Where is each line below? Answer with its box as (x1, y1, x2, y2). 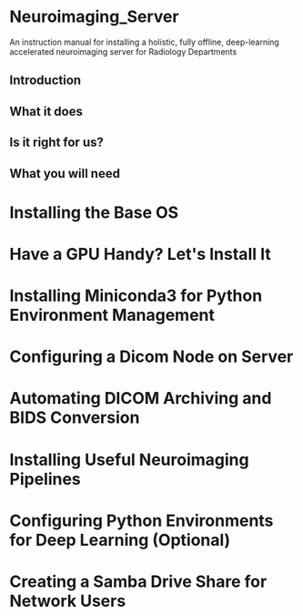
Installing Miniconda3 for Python (9, 285, 263, 306)
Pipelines (9, 468, 82, 489)
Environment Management (9, 305, 216, 325)
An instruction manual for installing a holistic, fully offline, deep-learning (9, 36, 279, 47)
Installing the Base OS (9, 202, 179, 222)
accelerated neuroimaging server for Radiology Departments (9, 46, 237, 56)
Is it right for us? (9, 135, 105, 150)
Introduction (9, 73, 82, 88)
